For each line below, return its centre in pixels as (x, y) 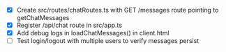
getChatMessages (43, 18)
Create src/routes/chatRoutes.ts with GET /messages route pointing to (118, 10)
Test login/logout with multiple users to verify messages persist (108, 41)
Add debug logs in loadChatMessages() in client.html (93, 33)
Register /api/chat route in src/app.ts (69, 25)
